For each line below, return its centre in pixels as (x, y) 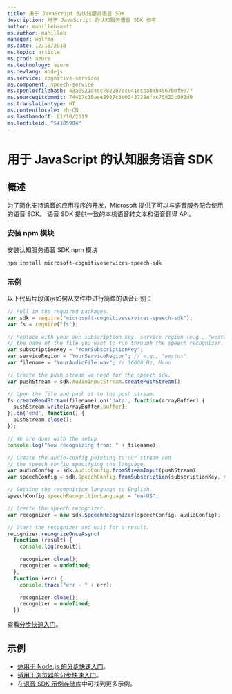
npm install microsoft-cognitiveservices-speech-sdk (85, 263)
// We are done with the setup (52, 438)
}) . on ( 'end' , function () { (46, 413)
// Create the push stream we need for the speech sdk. (89, 375)
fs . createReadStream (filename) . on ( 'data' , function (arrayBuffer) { (106, 400)
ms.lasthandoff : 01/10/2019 (48, 116)
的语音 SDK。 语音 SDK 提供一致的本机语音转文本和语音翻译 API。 (101, 214)
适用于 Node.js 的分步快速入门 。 (63, 666)
